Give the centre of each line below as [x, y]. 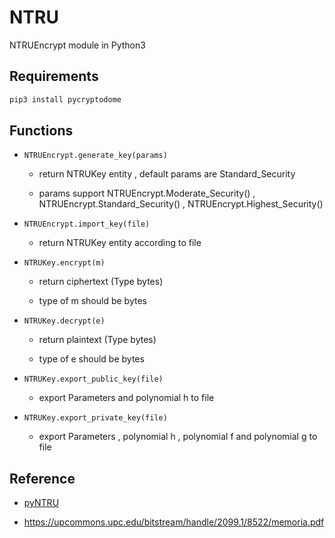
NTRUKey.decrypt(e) [64, 321]
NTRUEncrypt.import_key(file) [87, 224]
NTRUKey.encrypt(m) [64, 263]
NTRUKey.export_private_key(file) [95, 418]
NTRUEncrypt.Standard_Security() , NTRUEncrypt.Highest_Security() [181, 204]
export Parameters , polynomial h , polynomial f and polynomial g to [178, 437]
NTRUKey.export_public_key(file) [93, 379]
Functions [41, 131]
